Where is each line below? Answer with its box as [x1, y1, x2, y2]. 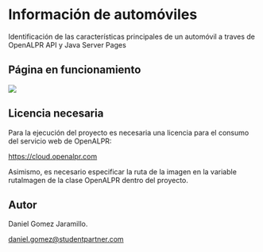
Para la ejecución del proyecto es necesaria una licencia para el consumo [8, 128, 249, 137]
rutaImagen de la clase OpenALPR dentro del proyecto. [8, 175, 189, 185]
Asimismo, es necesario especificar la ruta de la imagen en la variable [8, 166, 237, 176]
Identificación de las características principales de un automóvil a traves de [8, 32, 256, 41]
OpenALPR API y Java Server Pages [8, 40, 127, 49]
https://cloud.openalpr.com [8, 151, 98, 161]
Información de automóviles [8, 6, 198, 24]
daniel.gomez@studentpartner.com [8, 235, 125, 244]
